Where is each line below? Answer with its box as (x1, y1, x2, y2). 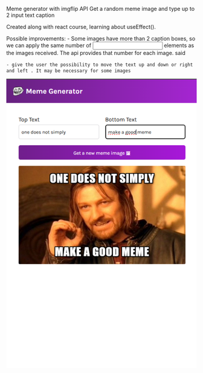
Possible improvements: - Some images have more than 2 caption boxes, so (6, 35, 196, 42)
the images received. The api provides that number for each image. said (6, 50, 186, 56)
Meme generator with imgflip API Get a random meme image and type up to (6, 5, 195, 12)
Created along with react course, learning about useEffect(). (6, 24, 156, 30)
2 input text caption (6, 11, 55, 19)
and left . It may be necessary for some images (6, 68, 131, 74)
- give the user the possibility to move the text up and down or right (6, 62, 193, 68)
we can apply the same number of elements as (6, 42, 195, 49)
